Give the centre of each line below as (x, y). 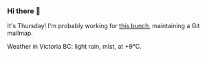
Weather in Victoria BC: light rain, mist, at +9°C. (75, 47)
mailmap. (20, 33)
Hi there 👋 (24, 11)
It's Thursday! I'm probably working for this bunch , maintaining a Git (103, 26)
